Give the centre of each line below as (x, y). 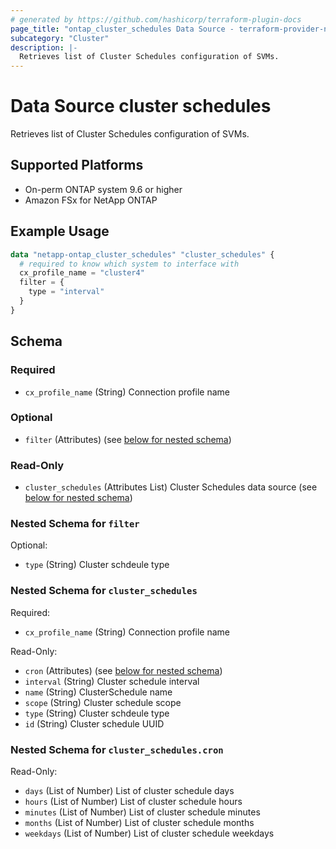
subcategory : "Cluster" (60, 38)
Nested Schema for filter (75, 524)
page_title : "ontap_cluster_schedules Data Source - (122, 29)
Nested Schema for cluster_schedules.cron (117, 749)
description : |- (44, 47)
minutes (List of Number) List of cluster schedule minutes (142, 812)
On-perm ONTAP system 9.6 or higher (103, 189)
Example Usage (60, 231)
